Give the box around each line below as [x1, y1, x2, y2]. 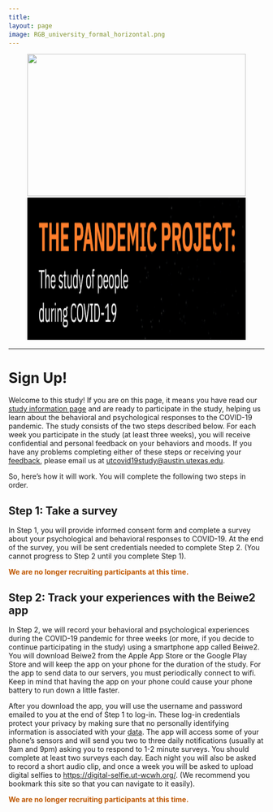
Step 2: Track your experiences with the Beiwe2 [8, 590, 256, 605]
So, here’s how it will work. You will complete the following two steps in [8, 471, 246, 481]
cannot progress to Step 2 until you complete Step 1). [8, 551, 187, 561]
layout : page [8, 21, 53, 30]
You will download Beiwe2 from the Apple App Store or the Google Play [8, 650, 248, 660]
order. [8, 480, 28, 490]
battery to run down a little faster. [8, 685, 120, 695]
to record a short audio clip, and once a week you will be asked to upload [8, 761, 253, 771]
